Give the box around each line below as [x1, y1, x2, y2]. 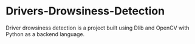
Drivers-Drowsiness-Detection [5, 4, 165, 18]
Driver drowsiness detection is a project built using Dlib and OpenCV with [5, 24, 190, 31]
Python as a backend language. [5, 30, 85, 37]
